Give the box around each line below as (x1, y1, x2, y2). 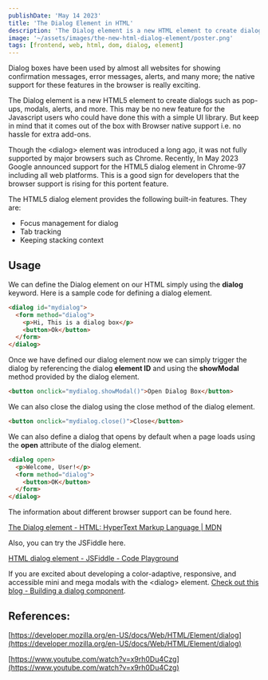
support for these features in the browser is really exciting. (8, 81, 201, 90)
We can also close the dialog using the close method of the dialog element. (8, 402, 255, 412)
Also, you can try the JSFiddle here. (8, 538, 126, 548)
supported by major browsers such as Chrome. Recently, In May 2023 (8, 153, 239, 164)
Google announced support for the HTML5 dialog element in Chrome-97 (8, 162, 246, 172)
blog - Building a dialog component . (8, 586, 126, 595)
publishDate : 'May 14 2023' (8, 11, 102, 20)
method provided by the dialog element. (8, 372, 140, 382)
